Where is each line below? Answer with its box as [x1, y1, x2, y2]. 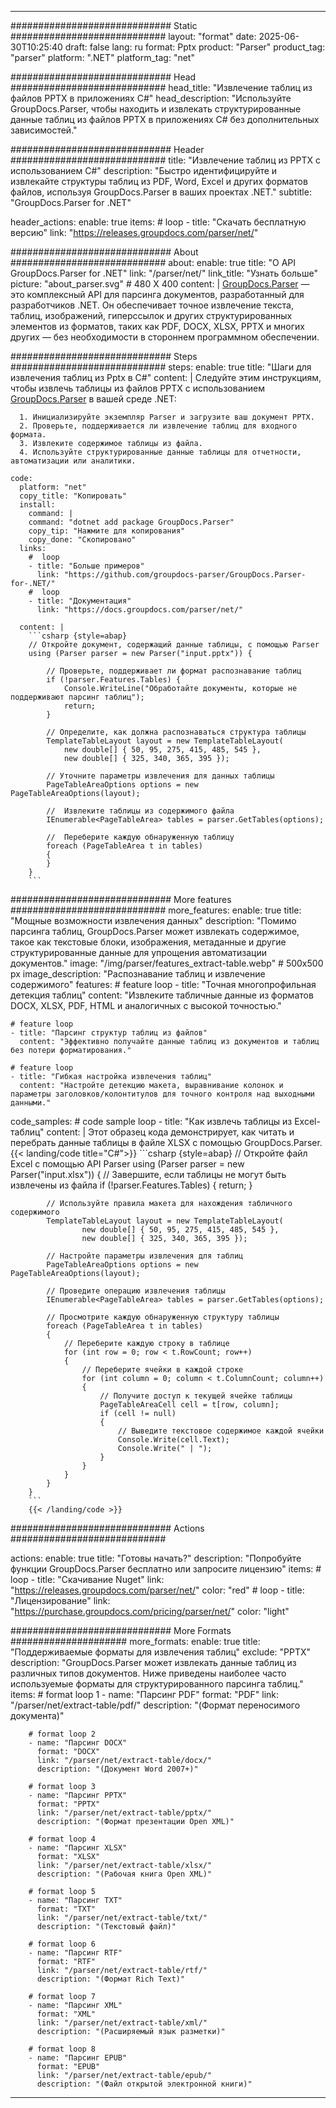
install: [19, 500, 56, 510]
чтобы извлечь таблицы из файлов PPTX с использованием [10, 382, 265, 394]
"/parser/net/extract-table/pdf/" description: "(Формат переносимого [10, 1699, 301, 1711]
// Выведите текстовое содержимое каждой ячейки [117, 1426, 325, 1436]
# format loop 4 [28, 1834, 97, 1844]
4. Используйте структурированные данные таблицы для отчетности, [19, 447, 302, 457]
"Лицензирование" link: [10, 1595, 111, 1606]
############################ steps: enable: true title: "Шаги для [10, 361, 312, 373]
